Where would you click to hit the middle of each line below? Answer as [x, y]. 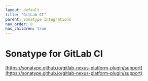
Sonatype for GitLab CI [54, 54]
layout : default [22, 10]
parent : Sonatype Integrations [38, 19]
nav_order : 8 [19, 24]
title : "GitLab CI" [26, 15]
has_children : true [26, 29]
